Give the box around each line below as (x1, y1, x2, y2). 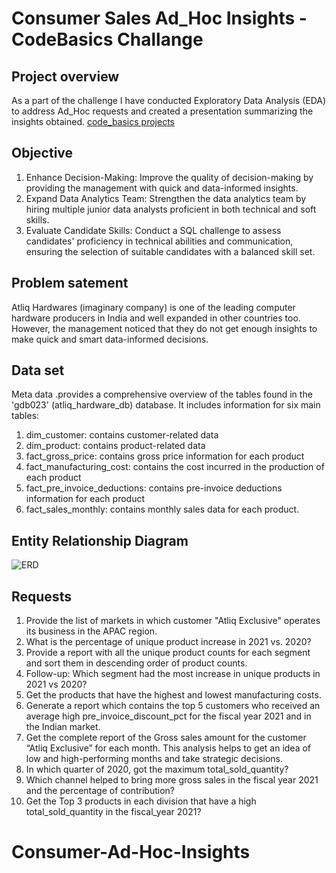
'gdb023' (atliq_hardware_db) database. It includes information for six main (11, 399, 321, 411)
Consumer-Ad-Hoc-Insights (11, 841, 251, 864)
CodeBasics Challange (11, 28, 204, 51)
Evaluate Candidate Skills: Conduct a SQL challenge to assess (25, 224, 282, 236)
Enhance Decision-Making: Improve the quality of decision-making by (25, 171, 314, 183)
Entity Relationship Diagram (11, 532, 189, 549)
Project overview (11, 68, 120, 85)
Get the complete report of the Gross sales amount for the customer (25, 732, 307, 744)
